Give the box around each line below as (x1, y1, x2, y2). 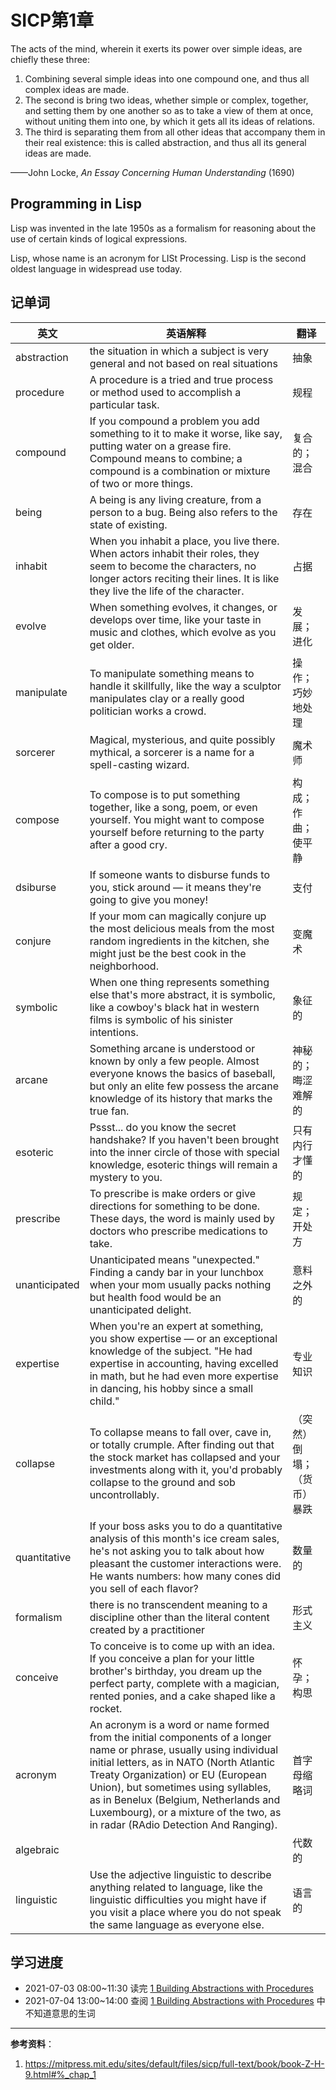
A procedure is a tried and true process (89, 372, 274, 386)
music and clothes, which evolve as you (89, 625, 277, 639)
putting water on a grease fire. (89, 439, 232, 453)
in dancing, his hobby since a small (89, 1381, 254, 1395)
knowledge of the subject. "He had (89, 1344, 253, 1358)
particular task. (89, 397, 160, 411)
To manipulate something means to (89, 666, 255, 680)
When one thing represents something (89, 975, 270, 989)
